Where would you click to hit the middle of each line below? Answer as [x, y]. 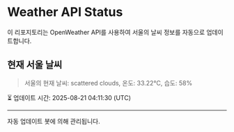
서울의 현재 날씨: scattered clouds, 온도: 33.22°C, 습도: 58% [108, 83]
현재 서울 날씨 [35, 65]
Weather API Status [65, 12]
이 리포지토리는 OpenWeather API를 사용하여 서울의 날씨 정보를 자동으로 [106, 32]
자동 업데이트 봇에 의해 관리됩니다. [54, 121]
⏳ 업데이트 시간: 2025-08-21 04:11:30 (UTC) [69, 97]
